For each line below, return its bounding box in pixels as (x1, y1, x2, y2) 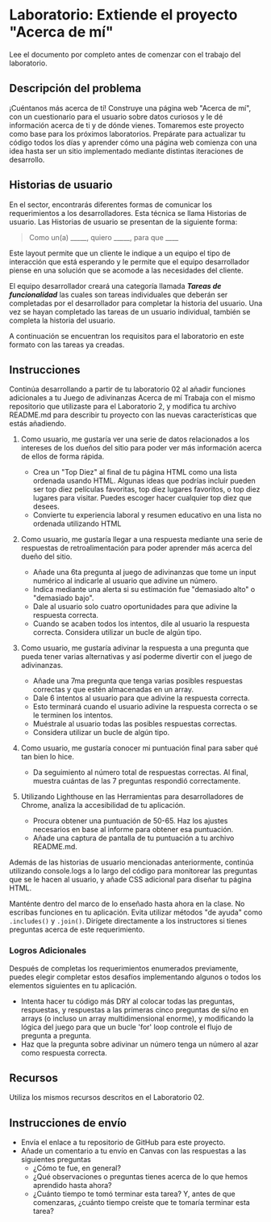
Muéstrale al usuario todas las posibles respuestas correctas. (32, 719, 237, 729)
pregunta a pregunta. (20, 1030, 92, 1040)
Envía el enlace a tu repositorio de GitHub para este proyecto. (20, 1138, 226, 1148)
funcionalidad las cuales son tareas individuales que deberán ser (9, 290, 228, 299)
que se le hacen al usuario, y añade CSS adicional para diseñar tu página (9, 875, 252, 885)
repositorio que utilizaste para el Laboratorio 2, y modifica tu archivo (9, 402, 237, 412)
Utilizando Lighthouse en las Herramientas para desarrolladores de (20, 792, 244, 801)
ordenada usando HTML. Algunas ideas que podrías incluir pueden (32, 476, 256, 486)
